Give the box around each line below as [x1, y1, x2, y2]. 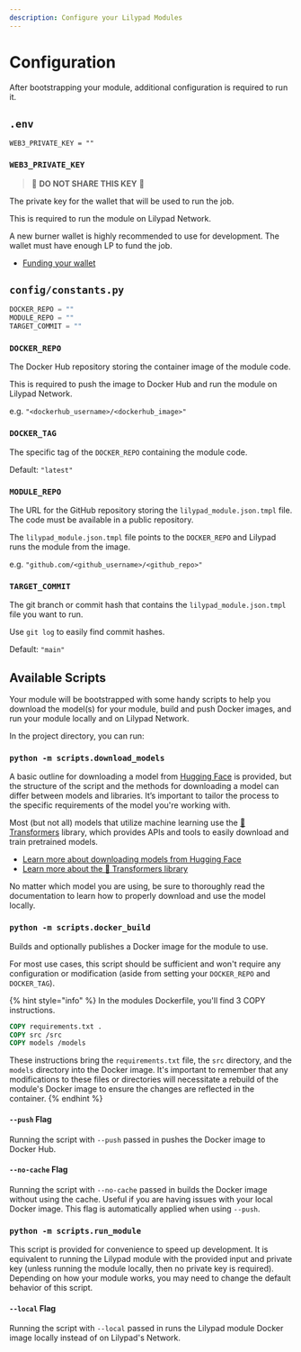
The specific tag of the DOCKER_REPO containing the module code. [9, 447, 248, 458]
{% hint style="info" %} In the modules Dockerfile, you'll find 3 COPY [9, 994, 266, 1005]
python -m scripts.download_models [9, 753, 165, 764]
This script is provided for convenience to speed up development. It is [9, 1244, 269, 1255]
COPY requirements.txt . [9, 1021, 102, 1031]
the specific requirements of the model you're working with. [9, 800, 231, 811]
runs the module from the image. [9, 541, 131, 552]
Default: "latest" [9, 464, 74, 475]
